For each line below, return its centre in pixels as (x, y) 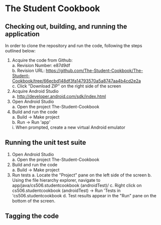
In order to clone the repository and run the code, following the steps (74, 46)
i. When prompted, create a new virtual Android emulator (69, 127)
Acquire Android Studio (35, 91)
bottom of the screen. (34, 201)
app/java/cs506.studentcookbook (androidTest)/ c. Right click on (77, 185)
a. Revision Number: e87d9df (41, 65)
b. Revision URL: (28, 70)
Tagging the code (32, 216)
